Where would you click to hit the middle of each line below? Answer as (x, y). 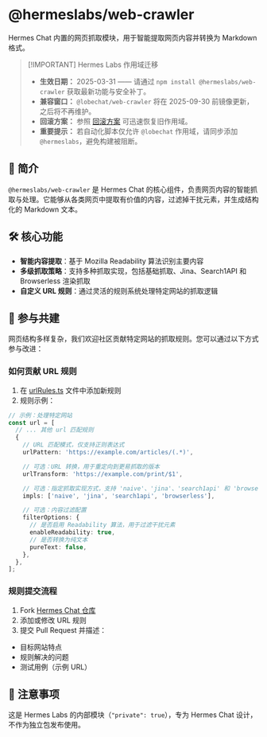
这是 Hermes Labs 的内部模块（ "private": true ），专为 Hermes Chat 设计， (133, 715)
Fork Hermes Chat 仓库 (58, 610)
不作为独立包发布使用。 (46, 725)
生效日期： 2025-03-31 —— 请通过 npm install (118, 81)
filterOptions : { (51, 518)
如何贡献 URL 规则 (43, 372)
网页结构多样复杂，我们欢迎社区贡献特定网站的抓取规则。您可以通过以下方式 (133, 339)
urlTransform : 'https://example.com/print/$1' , (103, 474)
